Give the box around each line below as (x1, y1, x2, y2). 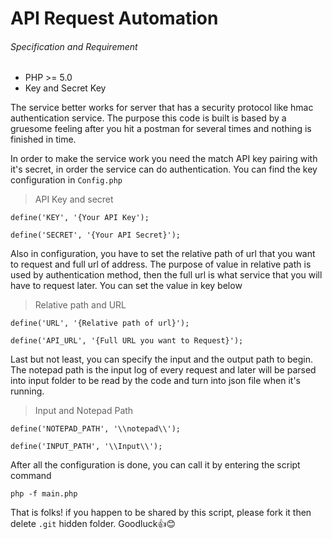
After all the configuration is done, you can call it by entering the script (10, 459, 301, 471)
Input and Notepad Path (34, 405, 134, 417)
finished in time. (10, 133, 77, 146)
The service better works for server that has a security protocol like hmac (10, 102, 314, 114)
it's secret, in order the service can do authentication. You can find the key (10, 163, 318, 176)
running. (10, 385, 45, 397)
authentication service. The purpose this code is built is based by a (10, 112, 287, 124)
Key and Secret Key (24, 82, 107, 94)
